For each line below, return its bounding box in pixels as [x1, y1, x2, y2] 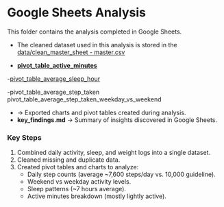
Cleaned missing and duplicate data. [16, 156, 121, 164]
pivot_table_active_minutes [16, 61, 97, 69]
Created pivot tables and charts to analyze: [16, 163, 139, 171]
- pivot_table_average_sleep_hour [7, 74, 101, 83]
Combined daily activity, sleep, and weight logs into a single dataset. [16, 149, 211, 157]
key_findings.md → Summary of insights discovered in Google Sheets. [16, 115, 218, 124]
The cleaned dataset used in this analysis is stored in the [16, 40, 177, 49]
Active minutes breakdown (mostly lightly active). [27, 192, 166, 200]
